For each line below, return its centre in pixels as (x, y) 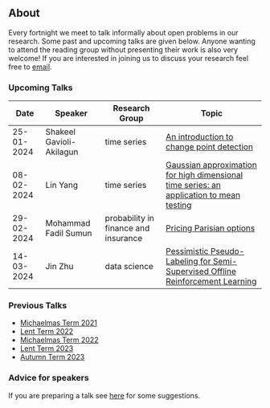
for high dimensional (205, 175)
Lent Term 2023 (47, 349)
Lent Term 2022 (47, 332)
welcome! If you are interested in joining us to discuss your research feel (129, 58)
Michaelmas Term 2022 (59, 340)
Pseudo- (227, 251)
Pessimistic (187, 251)
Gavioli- (61, 142)
